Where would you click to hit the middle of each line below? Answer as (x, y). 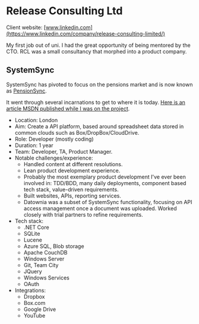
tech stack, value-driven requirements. (71, 189)
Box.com (34, 303)
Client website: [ (26, 27)
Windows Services (46, 278)
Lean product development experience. (72, 170)
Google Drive (40, 309)
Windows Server (44, 259)
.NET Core (36, 227)
